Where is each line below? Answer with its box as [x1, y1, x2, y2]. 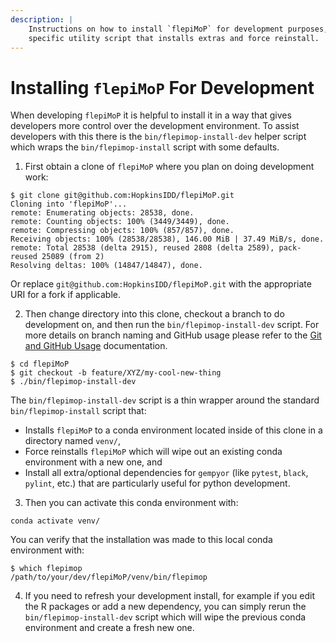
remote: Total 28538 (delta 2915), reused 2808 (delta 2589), [10, 243, 275, 253]
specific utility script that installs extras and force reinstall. [28, 33, 320, 43]
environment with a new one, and [24, 456, 163, 468]
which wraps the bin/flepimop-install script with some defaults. [10, 141, 280, 153]
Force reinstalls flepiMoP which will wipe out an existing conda [24, 446, 283, 458]
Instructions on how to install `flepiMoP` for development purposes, [28, 24, 329, 34]
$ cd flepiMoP [10, 359, 70, 370]
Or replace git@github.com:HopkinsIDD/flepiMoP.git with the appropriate [10, 278, 312, 290]
